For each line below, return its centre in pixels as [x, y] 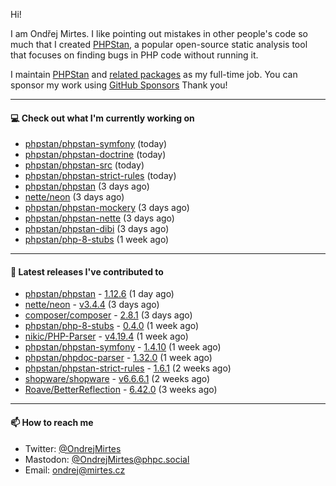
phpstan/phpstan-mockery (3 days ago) [107, 208]
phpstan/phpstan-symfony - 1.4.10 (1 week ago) [123, 347]
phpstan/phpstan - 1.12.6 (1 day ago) [99, 294]
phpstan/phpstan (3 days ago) [87, 186]
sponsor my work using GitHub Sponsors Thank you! [119, 85]
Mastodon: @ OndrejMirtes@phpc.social [107, 459]
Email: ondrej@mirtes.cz [75, 470]
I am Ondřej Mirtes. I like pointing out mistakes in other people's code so [159, 33]
